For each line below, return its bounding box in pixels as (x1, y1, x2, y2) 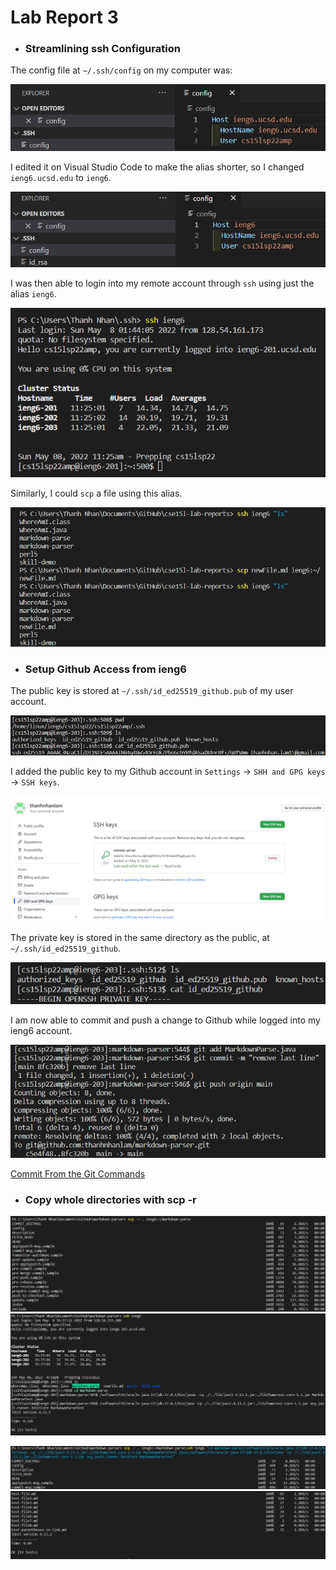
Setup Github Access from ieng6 (24, 662, 187, 676)
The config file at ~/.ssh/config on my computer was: (10, 64, 233, 76)
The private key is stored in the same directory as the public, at (10, 931, 270, 943)
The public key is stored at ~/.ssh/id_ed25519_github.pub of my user (10, 685, 294, 697)
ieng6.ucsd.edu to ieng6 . (10, 171, 112, 183)
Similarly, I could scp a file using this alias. (10, 487, 183, 499)
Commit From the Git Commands (10, 1167, 146, 1180)
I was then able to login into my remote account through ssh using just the (10, 277, 315, 289)
